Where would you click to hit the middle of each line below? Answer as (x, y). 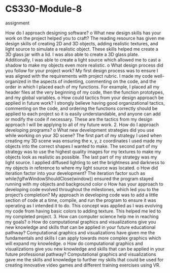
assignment (18, 23)
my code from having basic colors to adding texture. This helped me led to (83, 211)
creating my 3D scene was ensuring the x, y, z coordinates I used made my (84, 141)
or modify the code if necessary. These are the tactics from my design (79, 119)
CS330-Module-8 (44, 9)
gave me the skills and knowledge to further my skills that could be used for (84, 259)
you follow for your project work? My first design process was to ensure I (82, 70)
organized (16, 81)
